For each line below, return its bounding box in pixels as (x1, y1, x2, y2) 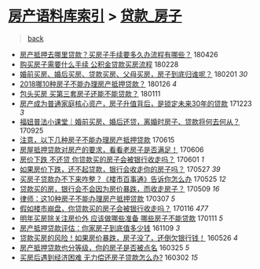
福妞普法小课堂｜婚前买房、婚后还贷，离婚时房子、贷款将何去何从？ (19, 117, 240, 126)
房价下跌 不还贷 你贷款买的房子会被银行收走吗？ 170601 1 (19, 154, 204, 164)
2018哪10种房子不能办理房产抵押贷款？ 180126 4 (19, 79, 178, 89)
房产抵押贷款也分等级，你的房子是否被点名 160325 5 (19, 242, 190, 252)
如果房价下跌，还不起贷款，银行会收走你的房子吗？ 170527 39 (19, 164, 221, 173)
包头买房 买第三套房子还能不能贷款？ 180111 (19, 89, 161, 98)
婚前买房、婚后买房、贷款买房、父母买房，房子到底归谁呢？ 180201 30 (19, 69, 248, 78)
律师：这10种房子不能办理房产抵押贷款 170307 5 (19, 194, 175, 203)
